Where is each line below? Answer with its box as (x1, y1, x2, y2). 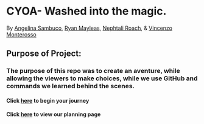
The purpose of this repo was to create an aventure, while (6, 67, 181, 75)
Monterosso (6, 30, 37, 38)
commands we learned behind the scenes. (6, 82, 135, 91)
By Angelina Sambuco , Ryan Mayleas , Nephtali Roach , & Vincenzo (6, 24, 172, 32)
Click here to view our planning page (6, 111, 101, 118)
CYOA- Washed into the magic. (6, 4, 167, 18)
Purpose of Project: (6, 49, 82, 59)
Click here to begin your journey (6, 97, 90, 104)
